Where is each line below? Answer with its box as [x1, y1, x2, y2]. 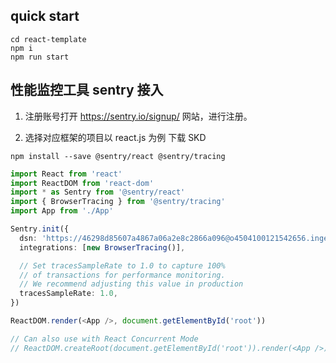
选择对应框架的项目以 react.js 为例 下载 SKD [24, 131, 207, 143]
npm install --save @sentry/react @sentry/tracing [10, 151, 226, 161]
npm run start [10, 52, 70, 62]
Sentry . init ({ [10, 224, 70, 234]
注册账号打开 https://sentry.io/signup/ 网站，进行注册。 [24, 110, 253, 122]
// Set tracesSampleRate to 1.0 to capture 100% [19, 260, 226, 271]
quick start [10, 8, 80, 25]
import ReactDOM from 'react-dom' [10, 178, 155, 188]
